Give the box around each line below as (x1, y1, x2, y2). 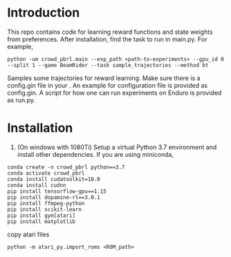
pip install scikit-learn (7, 206, 82, 213)
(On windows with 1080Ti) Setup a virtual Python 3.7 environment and (17, 143, 217, 151)
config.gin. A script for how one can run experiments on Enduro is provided (7, 88, 222, 97)
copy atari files (7, 230, 50, 238)
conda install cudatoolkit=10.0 (7, 175, 100, 182)
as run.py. (7, 95, 36, 104)
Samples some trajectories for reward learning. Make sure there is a (7, 74, 201, 82)
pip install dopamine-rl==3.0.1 (7, 193, 100, 201)
